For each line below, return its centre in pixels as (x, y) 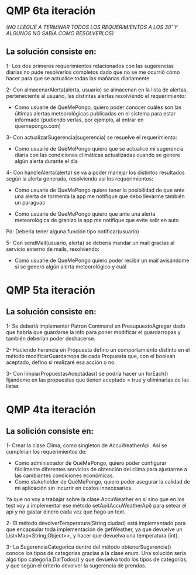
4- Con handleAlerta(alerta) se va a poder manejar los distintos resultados (96, 172)
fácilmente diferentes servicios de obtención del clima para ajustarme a (101, 469)
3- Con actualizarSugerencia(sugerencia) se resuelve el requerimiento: (92, 137)
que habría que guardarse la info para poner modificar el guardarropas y (94, 332)
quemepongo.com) (38, 126)
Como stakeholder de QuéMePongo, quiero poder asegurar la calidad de (102, 481)
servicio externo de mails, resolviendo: (53, 249)
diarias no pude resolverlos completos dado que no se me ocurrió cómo (93, 72)
